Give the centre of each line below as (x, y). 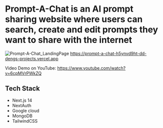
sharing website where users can (74, 19)
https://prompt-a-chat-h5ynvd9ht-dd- (108, 53)
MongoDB (22, 116)
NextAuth (22, 105)
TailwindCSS (25, 121)
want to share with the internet (69, 40)
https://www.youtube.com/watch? (91, 68)
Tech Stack (22, 89)
